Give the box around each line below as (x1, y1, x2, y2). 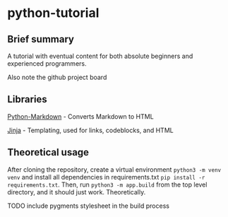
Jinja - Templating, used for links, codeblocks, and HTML (7, 126, 174, 134)
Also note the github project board (7, 73, 107, 81)
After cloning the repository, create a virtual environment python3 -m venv (7, 165, 222, 174)
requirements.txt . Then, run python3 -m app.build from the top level (7, 180, 208, 189)
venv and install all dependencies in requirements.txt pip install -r (7, 172, 205, 181)
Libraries (7, 93, 47, 105)
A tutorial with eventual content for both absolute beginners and (7, 52, 193, 60)
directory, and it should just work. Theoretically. (7, 187, 146, 196)
